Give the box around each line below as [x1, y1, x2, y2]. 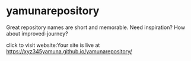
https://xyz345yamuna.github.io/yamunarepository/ [6, 47, 132, 54]
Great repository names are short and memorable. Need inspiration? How [6, 24, 186, 31]
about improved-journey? [6, 30, 68, 37]
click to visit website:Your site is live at [6, 41, 100, 49]
